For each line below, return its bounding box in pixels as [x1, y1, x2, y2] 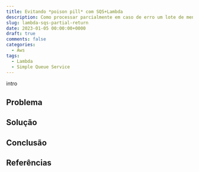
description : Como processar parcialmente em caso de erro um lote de [6, 14, 184, 20]
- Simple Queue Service [11, 63, 70, 70]
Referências [6, 158, 52, 168]
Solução [6, 117, 37, 128]
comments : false [6, 36, 46, 42]
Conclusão [6, 138, 47, 148]
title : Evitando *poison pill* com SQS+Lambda [6, 8, 123, 15]
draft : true [6, 31, 36, 37]
